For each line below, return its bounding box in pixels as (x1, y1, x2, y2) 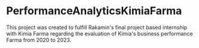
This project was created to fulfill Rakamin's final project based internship (6, 24, 188, 31)
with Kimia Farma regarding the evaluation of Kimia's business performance (6, 30, 193, 37)
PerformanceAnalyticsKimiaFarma (6, 4, 182, 18)
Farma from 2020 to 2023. (6, 36, 72, 43)
